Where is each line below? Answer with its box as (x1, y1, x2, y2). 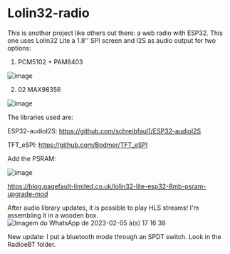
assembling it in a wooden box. (7, 210, 98, 219)
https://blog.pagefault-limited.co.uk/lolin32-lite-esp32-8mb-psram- (7, 182, 207, 190)
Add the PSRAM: (7, 154, 56, 163)
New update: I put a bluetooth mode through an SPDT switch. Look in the (7, 232, 222, 240)
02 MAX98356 (17, 85, 61, 93)
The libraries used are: (7, 113, 73, 121)
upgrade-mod (7, 189, 48, 198)
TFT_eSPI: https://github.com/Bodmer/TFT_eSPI (7, 141, 148, 149)
